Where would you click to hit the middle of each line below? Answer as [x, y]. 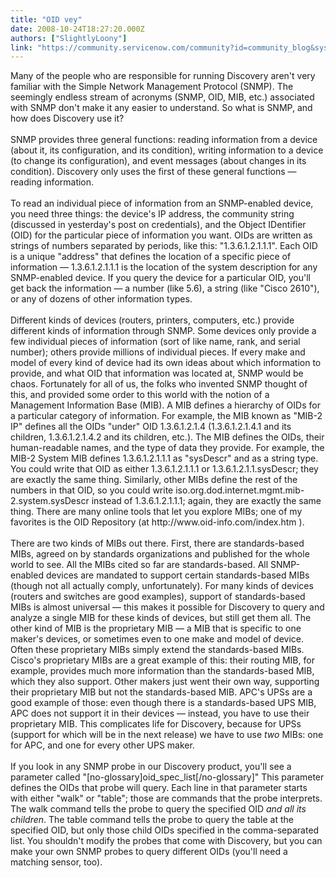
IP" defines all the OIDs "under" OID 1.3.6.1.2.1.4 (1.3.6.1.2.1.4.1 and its [151, 427]
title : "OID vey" [46, 19]
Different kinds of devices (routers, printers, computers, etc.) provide [152, 320]
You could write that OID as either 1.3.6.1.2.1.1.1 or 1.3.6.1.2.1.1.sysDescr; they [164, 469]
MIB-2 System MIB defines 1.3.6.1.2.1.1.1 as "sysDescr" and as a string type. [164, 458]
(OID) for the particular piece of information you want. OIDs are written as [161, 235]
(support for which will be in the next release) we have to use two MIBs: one [167, 735]
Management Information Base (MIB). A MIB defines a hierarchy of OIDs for [165, 405]
